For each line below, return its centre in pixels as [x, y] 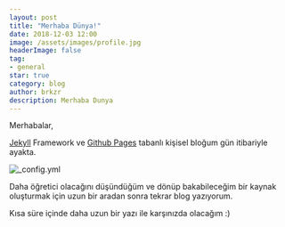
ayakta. [23, 152]
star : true [29, 76]
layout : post [33, 17]
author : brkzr [36, 92]
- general [28, 68]
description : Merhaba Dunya [61, 100]
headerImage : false [45, 51]
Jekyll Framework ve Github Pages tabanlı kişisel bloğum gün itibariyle [138, 142]
